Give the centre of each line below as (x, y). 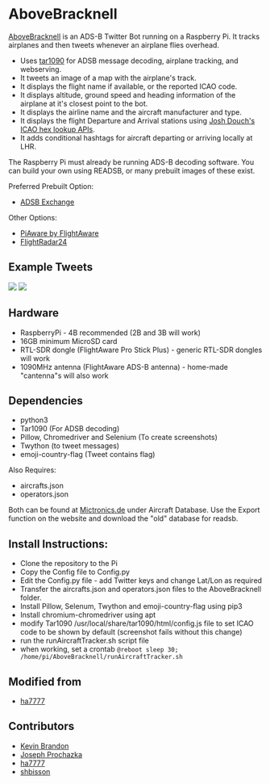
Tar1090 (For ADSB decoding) (70, 429)
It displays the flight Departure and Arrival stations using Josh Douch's (137, 120)
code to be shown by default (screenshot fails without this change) (131, 632)
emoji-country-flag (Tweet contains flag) (87, 455)
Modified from (45, 682)
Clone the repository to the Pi (69, 564)
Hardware (33, 313)
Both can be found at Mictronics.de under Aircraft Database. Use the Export (134, 510)
